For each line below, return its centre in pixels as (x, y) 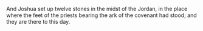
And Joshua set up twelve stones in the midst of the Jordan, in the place (97, 9)
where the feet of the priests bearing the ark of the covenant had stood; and (102, 15)
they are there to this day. (38, 22)
